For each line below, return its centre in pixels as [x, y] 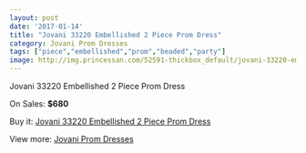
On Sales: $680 [39, 104]
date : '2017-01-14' [46, 26]
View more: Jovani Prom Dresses [71, 139]
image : [22, 60]
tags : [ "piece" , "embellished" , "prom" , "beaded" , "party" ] [117, 52]
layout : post [34, 18]
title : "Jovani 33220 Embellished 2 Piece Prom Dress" [116, 35]
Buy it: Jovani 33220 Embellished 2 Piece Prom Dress [110, 121]
